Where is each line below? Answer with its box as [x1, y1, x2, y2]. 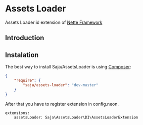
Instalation [5, 51, 39, 59]
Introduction [5, 34, 45, 42]
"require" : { [14, 78, 41, 83]
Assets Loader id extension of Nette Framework [5, 19, 102, 25]
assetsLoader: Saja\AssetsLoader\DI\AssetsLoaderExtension [14, 115, 139, 120]
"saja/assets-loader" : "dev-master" [23, 82, 98, 87]
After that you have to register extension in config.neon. [5, 101, 119, 107]
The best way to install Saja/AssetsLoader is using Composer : [5, 64, 131, 70]
